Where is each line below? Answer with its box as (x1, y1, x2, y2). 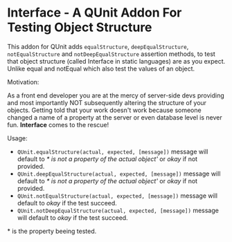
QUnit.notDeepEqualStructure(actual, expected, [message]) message (17, 206, 220, 214)
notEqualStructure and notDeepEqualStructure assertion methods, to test (7, 50, 216, 58)
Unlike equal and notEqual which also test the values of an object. (7, 64, 195, 73)
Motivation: (7, 77, 39, 86)
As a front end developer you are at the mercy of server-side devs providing (7, 91, 224, 100)
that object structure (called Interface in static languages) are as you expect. (7, 57, 226, 65)
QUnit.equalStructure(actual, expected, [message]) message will (17, 147, 208, 156)
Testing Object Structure (7, 19, 152, 35)
